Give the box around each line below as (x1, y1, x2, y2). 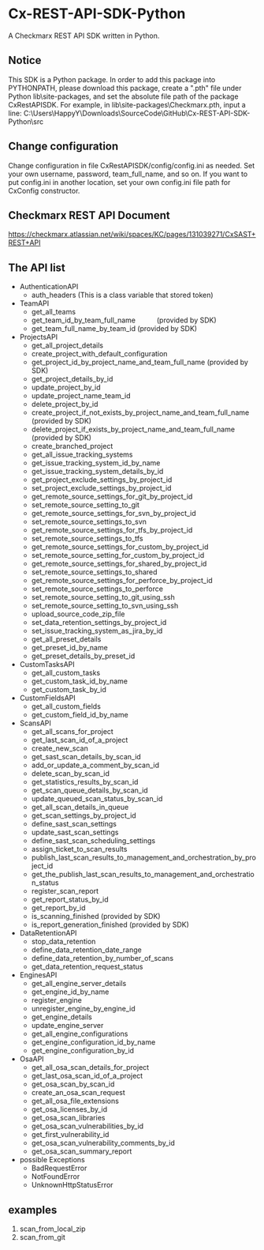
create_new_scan (31, 744, 88, 753)
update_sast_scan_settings (31, 827, 119, 838)
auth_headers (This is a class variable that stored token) (31, 290, 214, 300)
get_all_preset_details (31, 634, 102, 644)
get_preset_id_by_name (31, 643, 108, 653)
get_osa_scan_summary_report (31, 1146, 132, 1156)
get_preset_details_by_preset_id (31, 651, 136, 661)
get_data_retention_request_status (31, 962, 143, 972)
